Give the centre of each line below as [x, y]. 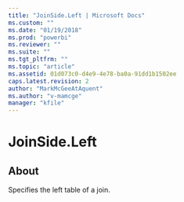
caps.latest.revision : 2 [49, 81]
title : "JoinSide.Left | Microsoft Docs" [77, 15]
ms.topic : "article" [42, 67]
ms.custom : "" [31, 23]
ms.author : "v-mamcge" [45, 96]
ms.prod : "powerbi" [40, 37]
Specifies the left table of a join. [60, 190]
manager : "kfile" [36, 103]
